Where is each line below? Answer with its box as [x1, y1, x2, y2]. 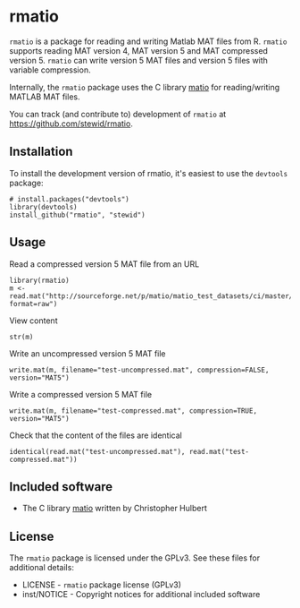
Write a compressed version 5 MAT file [9, 389, 153, 399]
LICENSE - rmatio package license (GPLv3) [21, 579, 181, 590]
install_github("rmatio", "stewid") [9, 210, 146, 219]
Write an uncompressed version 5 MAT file [9, 347, 167, 359]
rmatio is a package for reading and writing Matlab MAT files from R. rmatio [9, 36, 287, 47]
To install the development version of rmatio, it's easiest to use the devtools [9, 167, 288, 178]
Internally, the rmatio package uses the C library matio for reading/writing [9, 81, 280, 92]
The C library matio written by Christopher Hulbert [21, 503, 207, 514]
